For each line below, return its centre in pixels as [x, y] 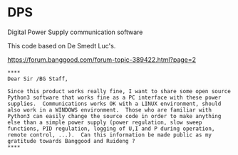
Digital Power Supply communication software [75, 32]
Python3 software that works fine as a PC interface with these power [114, 97]
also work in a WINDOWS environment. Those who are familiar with [110, 110]
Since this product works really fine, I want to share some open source [119, 91]
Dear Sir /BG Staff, [38, 79]
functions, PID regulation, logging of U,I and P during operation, [111, 129]
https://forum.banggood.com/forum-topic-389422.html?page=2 [102, 59]
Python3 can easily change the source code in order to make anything [114, 116]
